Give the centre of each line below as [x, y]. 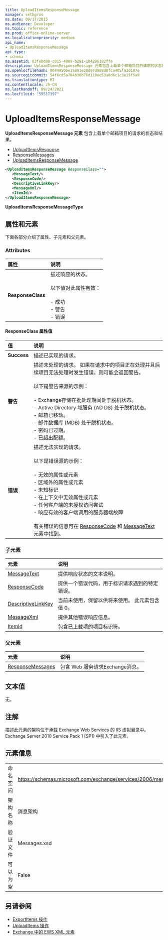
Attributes [18, 251]
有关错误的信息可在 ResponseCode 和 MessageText [94, 526]
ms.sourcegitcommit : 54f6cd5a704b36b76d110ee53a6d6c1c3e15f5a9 [72, 75]
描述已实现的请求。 [56, 356]
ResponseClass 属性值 [29, 331]
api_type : [15, 52]
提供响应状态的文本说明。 [88, 574]
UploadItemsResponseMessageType [44, 207]
